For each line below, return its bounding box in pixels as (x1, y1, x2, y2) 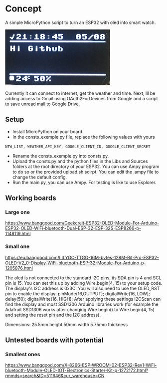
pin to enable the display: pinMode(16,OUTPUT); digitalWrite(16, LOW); (5, 290, 151, 297)
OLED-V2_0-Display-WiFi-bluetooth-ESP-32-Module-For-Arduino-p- (5, 260, 146, 266)
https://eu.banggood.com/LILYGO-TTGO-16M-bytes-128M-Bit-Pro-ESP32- (5, 254, 160, 260)
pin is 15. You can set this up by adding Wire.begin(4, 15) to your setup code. (5, 280, 163, 286)
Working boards (5, 194, 56, 202)
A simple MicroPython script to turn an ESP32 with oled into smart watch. (5, 19, 156, 25)
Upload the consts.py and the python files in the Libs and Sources (12, 158, 148, 164)
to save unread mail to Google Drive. (5, 101, 80, 107)
